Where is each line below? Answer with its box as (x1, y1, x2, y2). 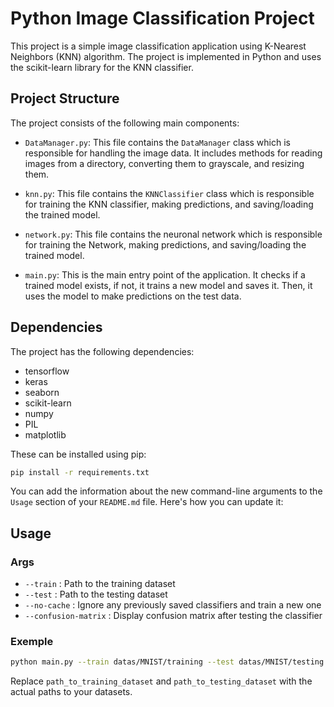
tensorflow (24, 365, 70, 377)
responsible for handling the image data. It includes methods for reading (24, 147, 323, 159)
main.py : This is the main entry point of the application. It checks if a (24, 268, 306, 281)
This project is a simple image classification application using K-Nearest (10, 40, 307, 52)
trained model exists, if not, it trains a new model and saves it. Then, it (24, 279, 313, 291)
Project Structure (10, 90, 120, 107)
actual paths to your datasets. (10, 686, 133, 698)
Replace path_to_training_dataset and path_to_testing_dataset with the (10, 675, 313, 687)
